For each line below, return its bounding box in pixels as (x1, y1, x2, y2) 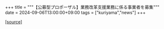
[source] (5, 19, 23, 25)
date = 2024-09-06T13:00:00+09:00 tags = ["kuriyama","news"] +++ (5, 10, 146, 15)
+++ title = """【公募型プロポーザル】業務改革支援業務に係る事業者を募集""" (5, 4, 160, 10)
